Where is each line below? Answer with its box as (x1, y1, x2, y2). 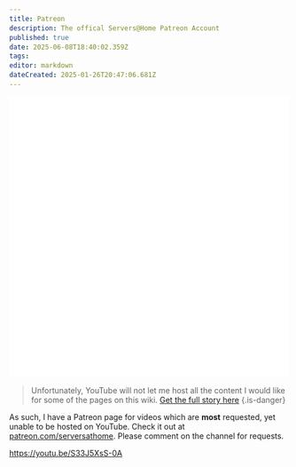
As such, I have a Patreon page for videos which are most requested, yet (9, 411, 277, 422)
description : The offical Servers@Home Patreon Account (9, 23, 220, 33)
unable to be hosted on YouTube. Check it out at (9, 421, 185, 431)
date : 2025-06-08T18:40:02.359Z (9, 43, 129, 51)
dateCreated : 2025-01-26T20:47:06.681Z (9, 71, 157, 80)
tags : (9, 51, 29, 61)
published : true (9, 33, 69, 42)
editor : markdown (9, 61, 74, 70)
